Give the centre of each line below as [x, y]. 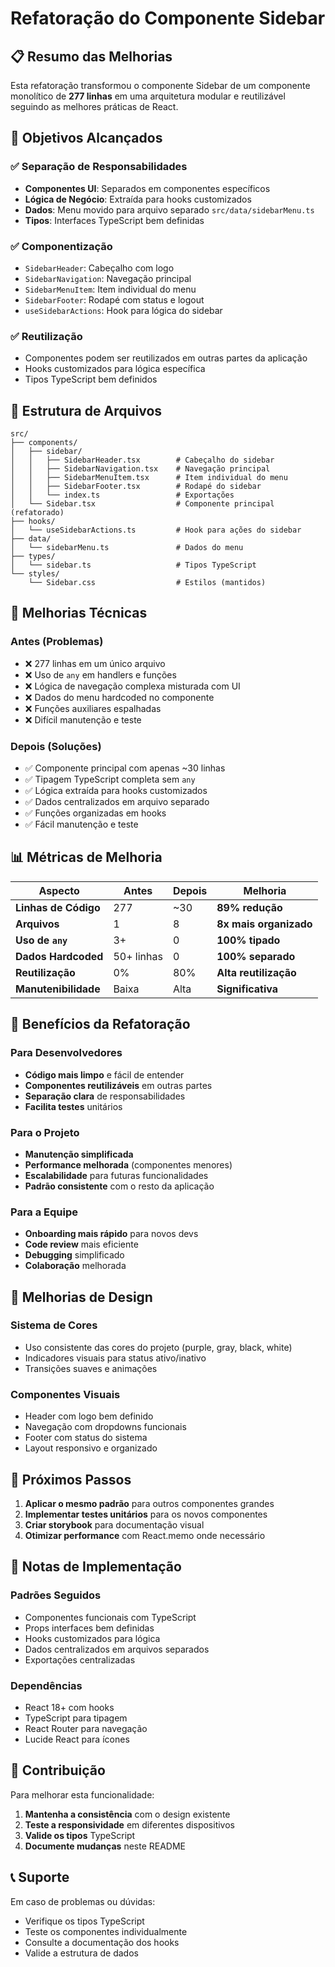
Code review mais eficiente [81, 1244]
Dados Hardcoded [59, 956]
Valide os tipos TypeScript [80, 1835]
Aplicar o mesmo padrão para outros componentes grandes [149, 1503]
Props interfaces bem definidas [89, 1628]
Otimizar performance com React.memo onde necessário [145, 1535]
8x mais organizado [264, 924]
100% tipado [248, 940]
